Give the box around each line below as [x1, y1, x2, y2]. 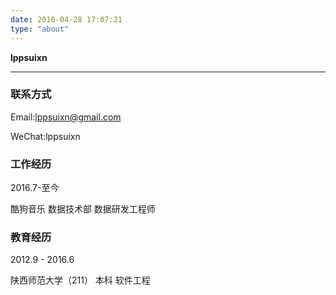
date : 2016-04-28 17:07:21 [10, 14, 123, 25]
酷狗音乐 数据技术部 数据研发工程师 [10, 203, 156, 215]
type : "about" [10, 24, 70, 34]
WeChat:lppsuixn [10, 130, 81, 142]
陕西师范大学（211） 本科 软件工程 [10, 274, 151, 286]
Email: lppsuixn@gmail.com [10, 111, 122, 123]
